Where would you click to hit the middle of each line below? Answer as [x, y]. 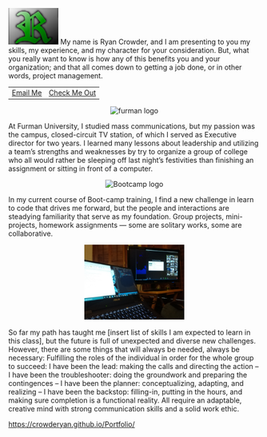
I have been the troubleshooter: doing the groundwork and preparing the [128, 375]
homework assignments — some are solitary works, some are [140, 224]
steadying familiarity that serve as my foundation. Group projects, [116, 217]
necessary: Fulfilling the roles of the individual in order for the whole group [131, 358]
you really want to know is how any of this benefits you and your [114, 59]
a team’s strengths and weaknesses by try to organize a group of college [128, 151]
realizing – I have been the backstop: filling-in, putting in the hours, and [125, 391]
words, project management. [56, 76]
